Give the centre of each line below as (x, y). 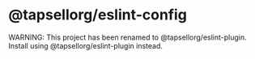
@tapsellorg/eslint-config (98, 15)
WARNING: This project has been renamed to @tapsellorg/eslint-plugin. (127, 37)
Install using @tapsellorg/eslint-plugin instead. (86, 45)
